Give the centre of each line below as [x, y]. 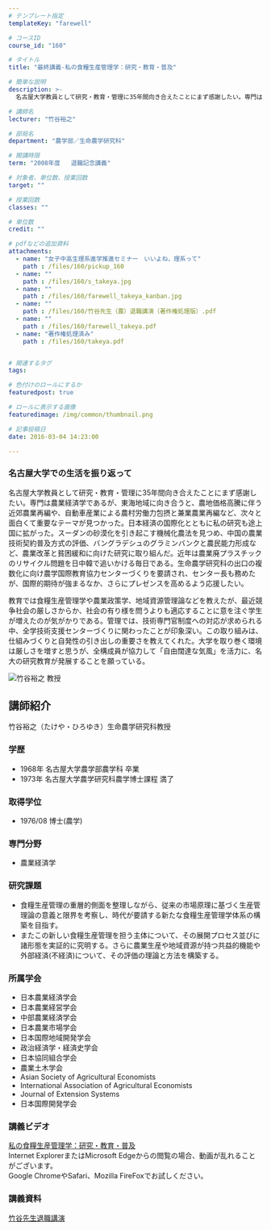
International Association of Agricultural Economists [106, 1085]
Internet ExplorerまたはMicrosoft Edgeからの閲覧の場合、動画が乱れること [132, 1156]
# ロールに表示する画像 [42, 407]
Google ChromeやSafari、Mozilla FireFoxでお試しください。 [108, 1176]
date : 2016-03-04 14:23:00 [54, 436]
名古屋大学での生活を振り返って [70, 473]
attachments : [30, 252]
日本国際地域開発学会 [55, 1037]
